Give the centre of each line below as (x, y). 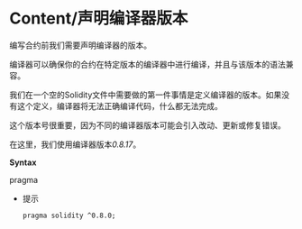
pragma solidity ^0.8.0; (69, 215)
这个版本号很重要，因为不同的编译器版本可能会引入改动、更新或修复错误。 (147, 125)
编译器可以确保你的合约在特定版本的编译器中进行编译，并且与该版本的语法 (147, 64)
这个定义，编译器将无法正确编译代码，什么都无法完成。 (119, 105)
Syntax (23, 162)
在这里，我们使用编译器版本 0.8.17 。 (75, 144)
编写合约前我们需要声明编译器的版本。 (80, 45)
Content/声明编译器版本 (99, 18)
